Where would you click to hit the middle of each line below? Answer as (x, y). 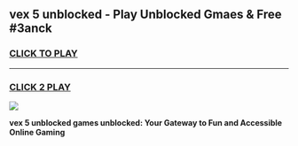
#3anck (31, 29)
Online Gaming (37, 132)
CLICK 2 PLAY (40, 87)
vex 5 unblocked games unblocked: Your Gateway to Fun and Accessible (145, 122)
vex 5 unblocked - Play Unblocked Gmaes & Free (145, 15)
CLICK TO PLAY (43, 54)
